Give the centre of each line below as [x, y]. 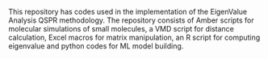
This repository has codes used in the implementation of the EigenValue [128, 12]
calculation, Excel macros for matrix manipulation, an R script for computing [134, 37]
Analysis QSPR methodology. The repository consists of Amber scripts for [131, 20]
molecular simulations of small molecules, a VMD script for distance [121, 29]
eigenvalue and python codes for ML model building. [96, 46]
